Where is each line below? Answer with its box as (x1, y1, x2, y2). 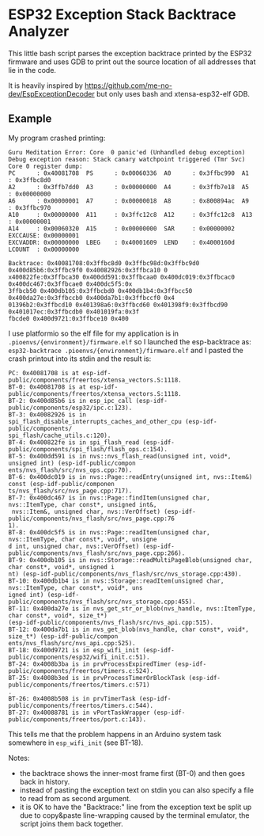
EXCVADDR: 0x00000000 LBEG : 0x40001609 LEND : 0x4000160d (8, 238, 236, 246)
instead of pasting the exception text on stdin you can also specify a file (19, 785, 255, 795)
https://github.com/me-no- (84, 81, 172, 90)
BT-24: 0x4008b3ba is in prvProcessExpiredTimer (8, 659, 172, 668)
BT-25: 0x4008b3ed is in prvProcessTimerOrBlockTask (8, 674, 186, 682)
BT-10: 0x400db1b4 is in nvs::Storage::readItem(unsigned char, (8, 576, 224, 585)
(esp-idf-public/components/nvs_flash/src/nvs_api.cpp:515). (8, 618, 214, 626)
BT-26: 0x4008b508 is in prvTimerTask (8, 694, 136, 702)
